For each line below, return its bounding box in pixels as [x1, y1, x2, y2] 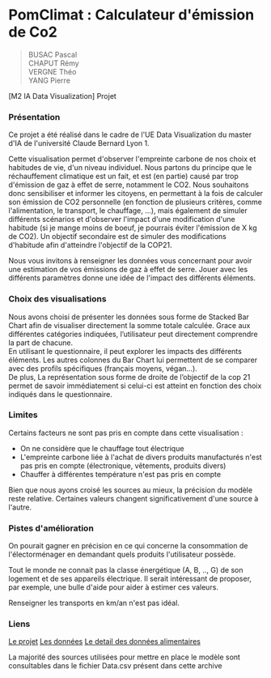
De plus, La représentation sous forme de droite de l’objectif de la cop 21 [8, 372, 251, 382]
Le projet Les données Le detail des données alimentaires [8, 637, 201, 646]
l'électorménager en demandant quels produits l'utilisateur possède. [8, 549, 236, 560]
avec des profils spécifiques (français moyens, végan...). [8, 363, 198, 373]
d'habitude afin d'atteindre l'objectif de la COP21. [8, 241, 172, 250]
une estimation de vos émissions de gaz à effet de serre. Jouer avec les [8, 265, 248, 275]
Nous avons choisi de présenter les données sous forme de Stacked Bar [8, 312, 249, 322]
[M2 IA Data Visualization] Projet [8, 91, 117, 100]
